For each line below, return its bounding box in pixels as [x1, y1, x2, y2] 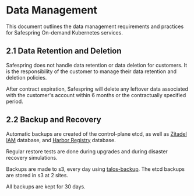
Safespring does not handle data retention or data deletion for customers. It [6, 61, 188, 68]
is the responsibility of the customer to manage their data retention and [6, 68, 177, 75]
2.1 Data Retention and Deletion [6, 46, 122, 56]
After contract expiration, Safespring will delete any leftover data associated [6, 85, 188, 92]
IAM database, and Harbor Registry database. [6, 136, 116, 143]
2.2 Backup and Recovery [6, 115, 101, 125]
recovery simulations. [6, 154, 58, 161]
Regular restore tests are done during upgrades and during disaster [6, 147, 168, 155]
